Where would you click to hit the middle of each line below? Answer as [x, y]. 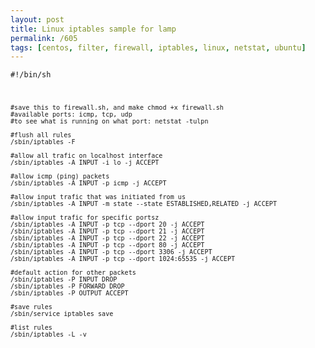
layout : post [37, 19]
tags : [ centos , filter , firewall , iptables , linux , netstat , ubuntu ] [158, 47]
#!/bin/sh [31, 75]
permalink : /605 [44, 38]
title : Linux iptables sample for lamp [93, 29]
